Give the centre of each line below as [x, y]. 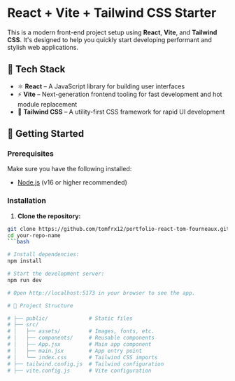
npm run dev [24, 280]
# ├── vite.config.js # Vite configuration [79, 370]
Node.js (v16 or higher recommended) [72, 182]
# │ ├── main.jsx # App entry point [74, 351]
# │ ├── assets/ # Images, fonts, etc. [81, 331]
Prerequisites [30, 154]
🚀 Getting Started [46, 134]
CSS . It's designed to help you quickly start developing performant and [109, 39]
